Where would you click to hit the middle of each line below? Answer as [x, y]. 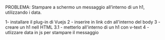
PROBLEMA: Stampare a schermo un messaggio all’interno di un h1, [75, 7]
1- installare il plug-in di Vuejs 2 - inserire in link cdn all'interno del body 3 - [83, 22]
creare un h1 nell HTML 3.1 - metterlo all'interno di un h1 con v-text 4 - [77, 27]
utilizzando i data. [23, 12]
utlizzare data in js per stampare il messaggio [52, 32]
